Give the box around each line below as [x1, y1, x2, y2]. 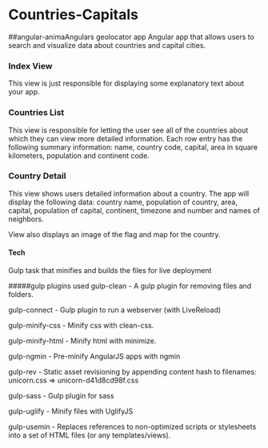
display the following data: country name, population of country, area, [8, 197, 238, 207]
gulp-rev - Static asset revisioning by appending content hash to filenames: [8, 367, 257, 377]
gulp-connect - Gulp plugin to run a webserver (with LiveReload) [8, 305, 222, 315]
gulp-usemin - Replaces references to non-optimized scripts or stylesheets [8, 422, 257, 432]
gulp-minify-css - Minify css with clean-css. [8, 321, 154, 331]
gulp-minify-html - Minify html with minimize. [8, 336, 157, 346]
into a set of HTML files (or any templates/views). [8, 430, 171, 440]
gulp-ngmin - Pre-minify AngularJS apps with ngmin [8, 351, 181, 361]
